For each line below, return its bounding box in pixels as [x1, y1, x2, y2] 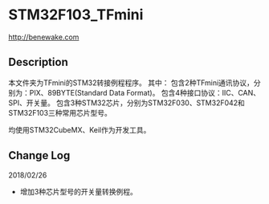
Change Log [8, 149, 71, 162]
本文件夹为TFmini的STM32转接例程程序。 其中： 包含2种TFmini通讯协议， [8, 78, 255, 88]
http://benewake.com [8, 32, 79, 42]
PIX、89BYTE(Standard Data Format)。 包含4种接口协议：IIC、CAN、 [29, 88, 261, 97]
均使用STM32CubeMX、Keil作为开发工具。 [8, 124, 151, 134]
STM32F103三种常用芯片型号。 [8, 108, 112, 117]
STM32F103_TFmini [8, 6, 144, 24]
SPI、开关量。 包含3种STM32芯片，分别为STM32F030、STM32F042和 [8, 98, 245, 108]
